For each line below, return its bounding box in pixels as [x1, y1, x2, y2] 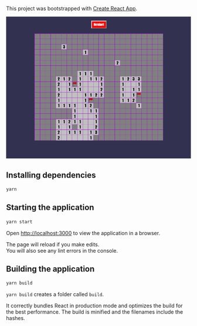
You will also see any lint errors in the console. [6, 247, 118, 254]
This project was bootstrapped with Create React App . [6, 5, 138, 12]
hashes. [6, 315, 25, 322]
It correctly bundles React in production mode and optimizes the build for [6, 302, 183, 310]
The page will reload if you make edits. [6, 240, 100, 248]
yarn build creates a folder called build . [6, 291, 104, 298]
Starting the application [6, 202, 94, 213]
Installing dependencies [6, 170, 96, 180]
